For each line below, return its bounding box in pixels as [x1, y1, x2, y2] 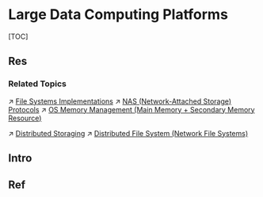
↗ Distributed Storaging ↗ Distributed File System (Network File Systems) [8, 128, 249, 138]
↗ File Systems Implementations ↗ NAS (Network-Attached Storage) [8, 97, 232, 106]
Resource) [8, 113, 42, 123]
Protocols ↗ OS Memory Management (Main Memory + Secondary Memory [8, 104, 255, 114]
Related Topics [8, 78, 67, 89]
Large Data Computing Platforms [8, 6, 228, 24]
